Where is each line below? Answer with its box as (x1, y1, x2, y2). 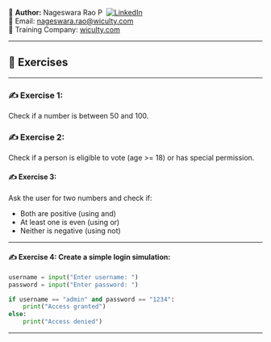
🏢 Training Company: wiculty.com (8, 25, 121, 34)
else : (8, 311, 27, 319)
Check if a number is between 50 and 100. (8, 111, 149, 121)
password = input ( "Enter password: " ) (8, 281, 139, 289)
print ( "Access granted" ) (23, 302, 106, 311)
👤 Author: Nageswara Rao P (8, 8, 103, 17)
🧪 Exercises (8, 56, 69, 69)
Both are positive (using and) (19, 208, 117, 218)
